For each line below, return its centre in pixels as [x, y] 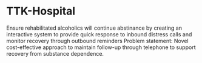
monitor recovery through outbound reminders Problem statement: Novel [98, 41]
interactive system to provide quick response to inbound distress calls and [99, 34]
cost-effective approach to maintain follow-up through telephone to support [101, 47]
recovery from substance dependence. [55, 53]
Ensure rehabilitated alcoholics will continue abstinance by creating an [94, 28]
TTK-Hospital [41, 11]
